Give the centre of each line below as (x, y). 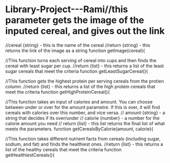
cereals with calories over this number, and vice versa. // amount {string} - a (85, 113)
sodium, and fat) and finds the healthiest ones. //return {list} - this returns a (84, 144)
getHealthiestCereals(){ (30, 155)
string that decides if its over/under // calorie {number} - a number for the (82, 118)
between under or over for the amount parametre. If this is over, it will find (83, 107)
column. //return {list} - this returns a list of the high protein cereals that (80, 86)
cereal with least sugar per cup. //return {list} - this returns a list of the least (84, 66)
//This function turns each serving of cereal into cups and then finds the (81, 60)
